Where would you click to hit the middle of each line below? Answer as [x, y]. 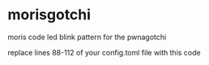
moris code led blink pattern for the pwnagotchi [87, 37]
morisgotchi [49, 15]
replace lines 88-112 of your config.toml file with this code [104, 52]
